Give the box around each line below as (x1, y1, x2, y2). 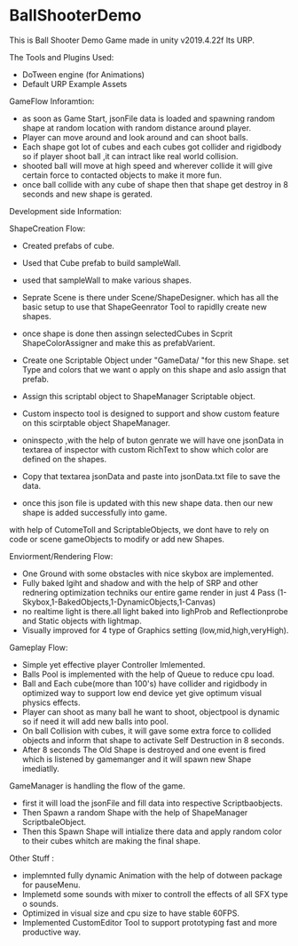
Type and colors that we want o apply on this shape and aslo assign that (21, 364, 286, 374)
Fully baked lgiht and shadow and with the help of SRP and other (21, 577, 259, 588)
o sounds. (21, 898, 59, 909)
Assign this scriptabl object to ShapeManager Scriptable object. (21, 390, 255, 401)
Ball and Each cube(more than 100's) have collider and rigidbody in (21, 677, 268, 689)
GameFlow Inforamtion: (9, 95, 95, 107)
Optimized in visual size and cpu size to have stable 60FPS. (21, 908, 239, 918)
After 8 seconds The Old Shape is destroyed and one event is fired (21, 744, 266, 755)
